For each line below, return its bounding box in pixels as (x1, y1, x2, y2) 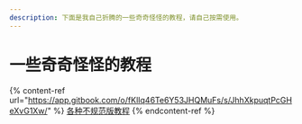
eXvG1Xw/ (9, 105, 48, 116)
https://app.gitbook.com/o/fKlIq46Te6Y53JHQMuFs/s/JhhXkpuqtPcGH (27, 94, 293, 105)
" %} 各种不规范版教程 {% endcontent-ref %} (47, 105, 215, 116)
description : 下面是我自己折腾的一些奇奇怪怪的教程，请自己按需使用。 (9, 13, 243, 22)
